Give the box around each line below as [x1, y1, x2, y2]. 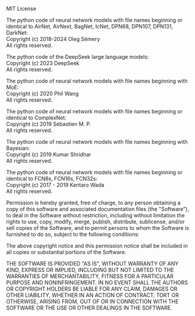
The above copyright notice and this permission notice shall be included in [6, 242, 188, 249]
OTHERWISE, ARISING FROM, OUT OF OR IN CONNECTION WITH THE [6, 298, 179, 305]
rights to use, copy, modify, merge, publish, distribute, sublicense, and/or [6, 218, 185, 225]
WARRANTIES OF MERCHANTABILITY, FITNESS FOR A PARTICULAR [6, 273, 174, 280]
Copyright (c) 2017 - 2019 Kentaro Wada [6, 181, 105, 188]
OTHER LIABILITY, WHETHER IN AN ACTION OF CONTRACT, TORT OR [6, 292, 179, 299]
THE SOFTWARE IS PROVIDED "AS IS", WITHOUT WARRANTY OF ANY [6, 260, 179, 267]
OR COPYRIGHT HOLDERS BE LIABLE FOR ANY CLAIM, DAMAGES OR [6, 285, 178, 292]
